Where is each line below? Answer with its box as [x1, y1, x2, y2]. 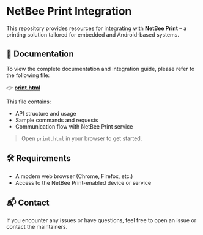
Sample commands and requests [15, 116, 98, 124]
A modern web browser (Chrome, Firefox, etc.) [15, 173, 133, 180]
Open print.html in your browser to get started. [21, 135, 142, 142]
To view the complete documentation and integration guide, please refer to [6, 65, 195, 72]
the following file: [6, 72, 50, 79]
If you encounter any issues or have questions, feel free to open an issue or [6, 217, 197, 224]
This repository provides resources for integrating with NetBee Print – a [6, 24, 187, 32]
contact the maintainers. [6, 223, 68, 231]
